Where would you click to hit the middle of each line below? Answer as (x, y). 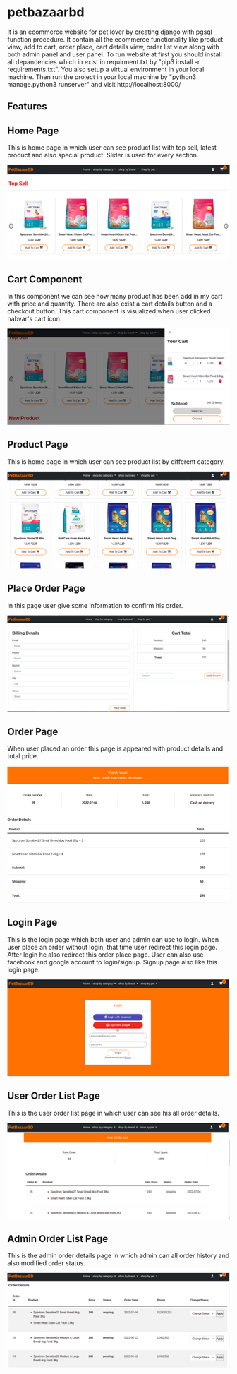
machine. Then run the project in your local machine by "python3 (102, 77)
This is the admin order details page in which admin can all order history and (119, 1255)
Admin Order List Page (58, 1239)
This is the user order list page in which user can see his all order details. (114, 1113)
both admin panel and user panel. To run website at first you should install (115, 54)
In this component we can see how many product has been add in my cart (115, 297)
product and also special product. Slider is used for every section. (103, 155)
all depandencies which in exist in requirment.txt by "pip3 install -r (104, 61)
